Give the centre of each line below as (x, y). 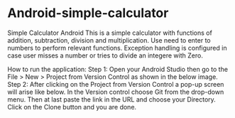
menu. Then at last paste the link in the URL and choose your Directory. (112, 99)
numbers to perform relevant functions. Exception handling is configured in (117, 48)
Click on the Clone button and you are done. (72, 107)
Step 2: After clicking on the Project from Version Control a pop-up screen (116, 84)
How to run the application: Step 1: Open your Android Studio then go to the (118, 69)
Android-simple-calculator (88, 13)
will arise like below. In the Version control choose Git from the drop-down (116, 92)
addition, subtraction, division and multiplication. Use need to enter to (109, 40)
